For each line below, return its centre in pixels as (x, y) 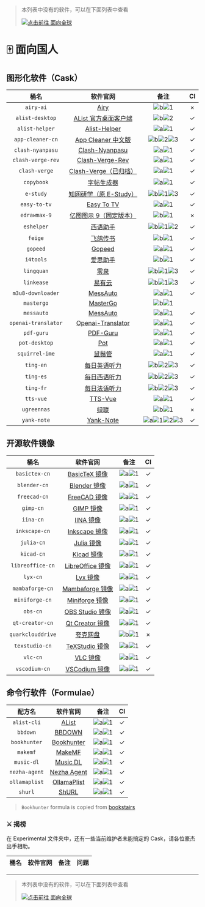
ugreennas (36, 409)
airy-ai (36, 107)
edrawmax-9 (36, 215)
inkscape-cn (33, 531)
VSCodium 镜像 (88, 669)
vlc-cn (33, 657)
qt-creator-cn (33, 623)
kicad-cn (33, 554)
